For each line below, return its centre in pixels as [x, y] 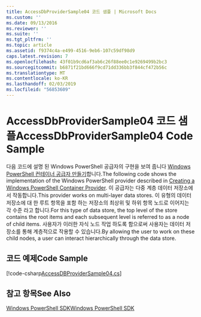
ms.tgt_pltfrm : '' [29, 39]
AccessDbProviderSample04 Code [104, 136]
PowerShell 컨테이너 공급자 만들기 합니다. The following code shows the [91, 173]
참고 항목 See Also [39, 294]
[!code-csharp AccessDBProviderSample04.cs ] [64, 273]
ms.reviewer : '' [26, 28]
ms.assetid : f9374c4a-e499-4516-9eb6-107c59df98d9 [71, 51]
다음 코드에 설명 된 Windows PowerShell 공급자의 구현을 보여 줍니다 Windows [98, 166]
